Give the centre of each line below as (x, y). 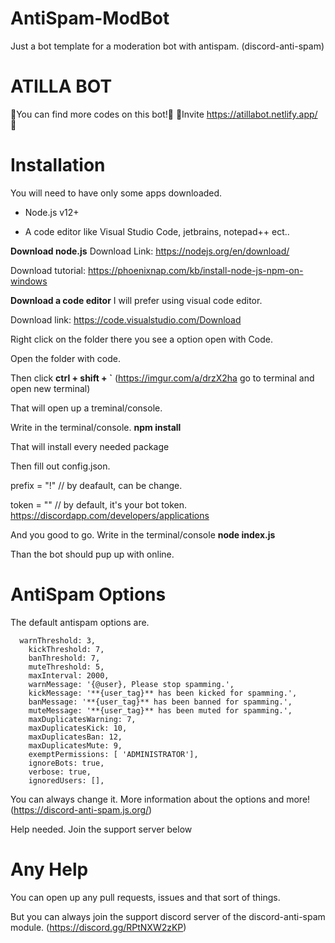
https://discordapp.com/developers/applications (110, 515)
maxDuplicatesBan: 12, (75, 737)
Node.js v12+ (52, 212)
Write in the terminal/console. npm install (96, 427)
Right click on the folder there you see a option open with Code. (141, 339)
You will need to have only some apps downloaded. (116, 193)
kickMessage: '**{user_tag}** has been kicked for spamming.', (163, 693)
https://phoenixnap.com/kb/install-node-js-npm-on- (195, 270)
